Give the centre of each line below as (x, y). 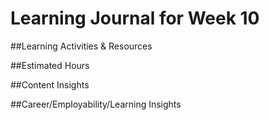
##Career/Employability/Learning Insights (96, 104)
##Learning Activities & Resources (81, 46)
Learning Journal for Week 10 (135, 18)
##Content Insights (50, 84)
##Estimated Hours (50, 65)
